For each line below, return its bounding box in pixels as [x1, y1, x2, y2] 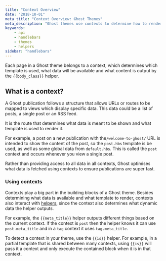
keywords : [5, 26, 26, 31]
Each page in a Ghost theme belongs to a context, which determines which [5, 62, 158, 68]
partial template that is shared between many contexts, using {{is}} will [5, 240, 152, 246]
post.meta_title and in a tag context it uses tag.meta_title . [5, 225, 128, 231]
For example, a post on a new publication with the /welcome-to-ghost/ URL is [5, 135, 161, 141]
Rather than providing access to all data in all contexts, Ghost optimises [5, 160, 151, 166]
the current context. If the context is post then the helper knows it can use [5, 220, 156, 226]
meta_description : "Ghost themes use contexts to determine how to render [5, 21, 163, 26]
